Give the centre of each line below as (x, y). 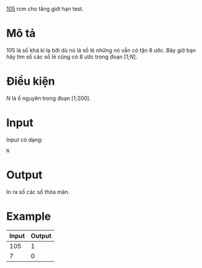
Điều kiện (31, 81)
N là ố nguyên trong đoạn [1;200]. (49, 98)
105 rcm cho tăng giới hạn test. (45, 9)
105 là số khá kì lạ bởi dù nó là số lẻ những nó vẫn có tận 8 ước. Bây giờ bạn (101, 50)
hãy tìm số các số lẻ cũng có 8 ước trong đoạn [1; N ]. (72, 57)
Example (29, 216)
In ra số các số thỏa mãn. (38, 192)
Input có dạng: (25, 139)
